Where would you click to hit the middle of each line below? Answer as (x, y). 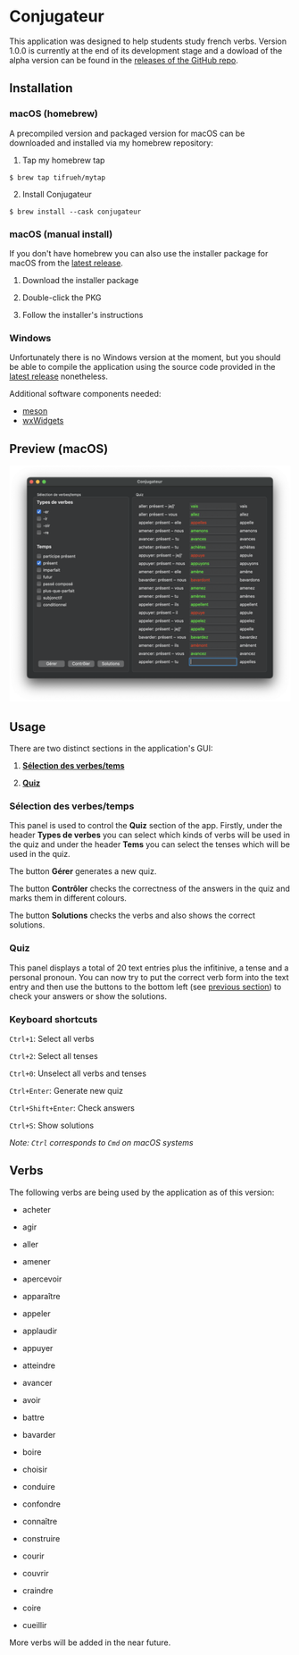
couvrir (35, 1573)
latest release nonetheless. (59, 376)
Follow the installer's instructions (83, 315)
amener (36, 1261)
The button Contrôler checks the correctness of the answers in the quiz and (149, 889)
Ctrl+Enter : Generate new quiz (66, 1091)
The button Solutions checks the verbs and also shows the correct (133, 916)
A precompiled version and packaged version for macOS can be (127, 133)
